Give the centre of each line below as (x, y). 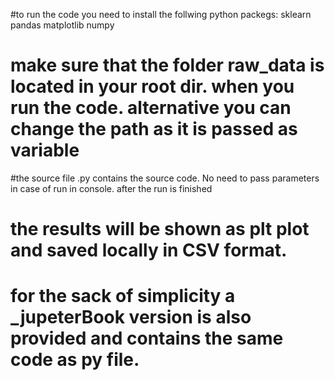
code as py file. (75, 360)
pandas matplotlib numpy (62, 25)
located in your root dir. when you (152, 86)
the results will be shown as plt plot (160, 229)
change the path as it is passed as (154, 129)
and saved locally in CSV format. (149, 250)
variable (45, 150)
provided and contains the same (147, 338)
